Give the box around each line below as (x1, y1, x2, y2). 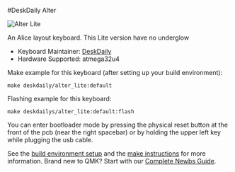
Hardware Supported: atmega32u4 (17, 55, 120, 63)
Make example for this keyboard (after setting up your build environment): (7, 69, 223, 76)
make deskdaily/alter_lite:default (7, 82, 113, 89)
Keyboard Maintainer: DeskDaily (17, 47, 112, 55)
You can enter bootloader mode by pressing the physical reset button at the (7, 120, 229, 129)
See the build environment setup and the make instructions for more (7, 149, 207, 158)
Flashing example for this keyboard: (7, 95, 112, 103)
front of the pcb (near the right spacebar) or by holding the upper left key (7, 128, 222, 137)
